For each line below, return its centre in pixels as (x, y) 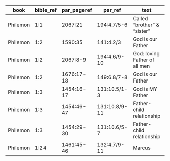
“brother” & (146, 25)
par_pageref (77, 10)
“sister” (142, 31)
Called (140, 18)
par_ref (112, 10)
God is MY (145, 89)
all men (141, 66)
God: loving (146, 54)
